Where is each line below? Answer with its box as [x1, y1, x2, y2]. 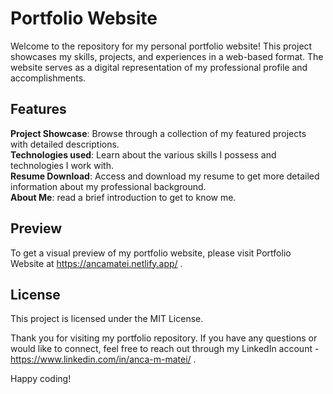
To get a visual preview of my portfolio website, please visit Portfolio [10, 247, 292, 259]
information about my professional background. [10, 180, 207, 192]
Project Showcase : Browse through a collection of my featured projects [10, 127, 307, 139]
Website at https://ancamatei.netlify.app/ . [10, 257, 183, 269]
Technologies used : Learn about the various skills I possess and [10, 148, 277, 161]
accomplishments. [10, 72, 87, 84]
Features [10, 101, 67, 118]
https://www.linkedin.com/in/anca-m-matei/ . [10, 353, 197, 366]
